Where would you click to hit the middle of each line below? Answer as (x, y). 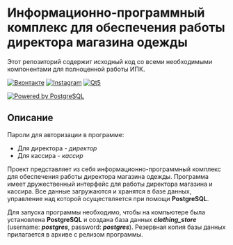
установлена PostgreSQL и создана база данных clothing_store (102, 219)
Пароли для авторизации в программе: (66, 134)
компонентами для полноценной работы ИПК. (76, 69)
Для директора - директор (57, 148)
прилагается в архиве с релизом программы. (75, 234)
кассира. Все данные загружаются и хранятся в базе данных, (99, 191)
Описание (30, 118)
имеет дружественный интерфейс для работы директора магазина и (110, 184)
